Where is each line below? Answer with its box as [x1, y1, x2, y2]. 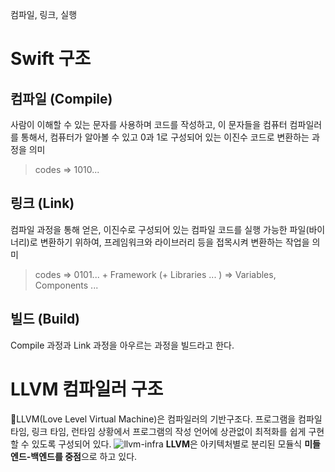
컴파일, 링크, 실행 [10, 9, 78, 20]
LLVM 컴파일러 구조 [10, 378, 164, 400]
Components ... [34, 279, 99, 291]
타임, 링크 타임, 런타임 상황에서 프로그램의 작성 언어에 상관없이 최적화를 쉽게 [10, 425, 307, 437]
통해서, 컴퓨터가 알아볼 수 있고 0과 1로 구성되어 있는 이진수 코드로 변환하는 [20, 131, 310, 143]
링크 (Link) [10, 195, 75, 212]
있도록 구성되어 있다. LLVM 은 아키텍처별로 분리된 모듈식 [31, 438, 303, 450]
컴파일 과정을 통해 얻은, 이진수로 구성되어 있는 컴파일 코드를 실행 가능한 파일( [10, 223, 310, 235]
